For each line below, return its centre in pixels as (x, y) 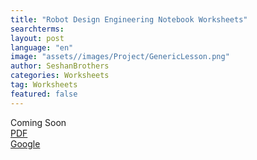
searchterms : (37, 29)
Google (25, 143)
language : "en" (42, 47)
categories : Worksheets (60, 76)
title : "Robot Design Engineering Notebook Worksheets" (129, 19)
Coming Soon (38, 122)
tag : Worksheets (44, 85)
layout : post (37, 38)
